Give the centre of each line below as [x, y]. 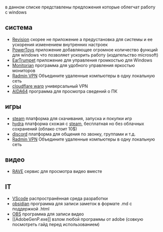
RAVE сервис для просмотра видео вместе [57, 171]
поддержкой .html [31, 209]
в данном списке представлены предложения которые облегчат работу [80, 7]
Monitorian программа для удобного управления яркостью [73, 65]
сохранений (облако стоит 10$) [45, 128]
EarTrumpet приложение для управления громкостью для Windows [82, 60]
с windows [16, 12]
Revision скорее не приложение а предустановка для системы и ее [82, 39]
